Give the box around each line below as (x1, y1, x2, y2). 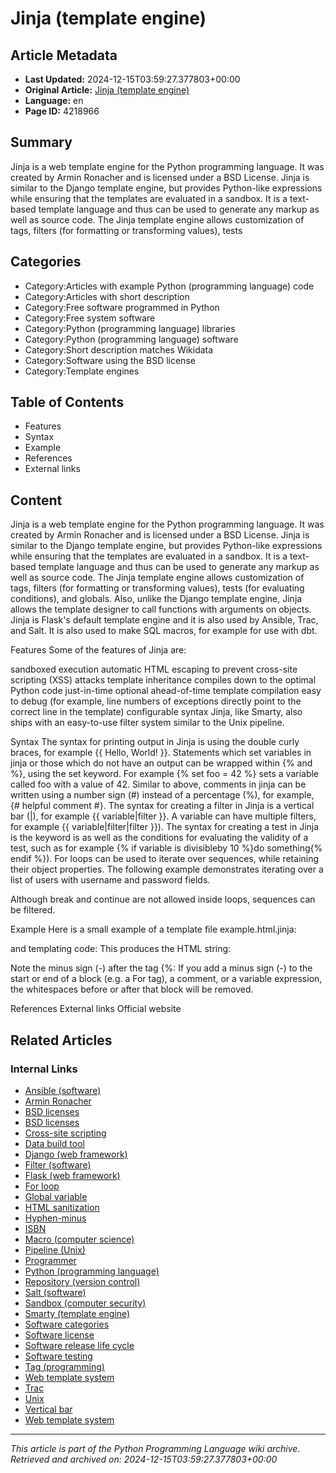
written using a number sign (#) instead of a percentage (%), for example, (10, 789, 315, 801)
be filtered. (10, 904, 56, 916)
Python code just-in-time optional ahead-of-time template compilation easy (10, 685, 322, 697)
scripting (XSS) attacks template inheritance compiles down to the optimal (10, 674, 317, 686)
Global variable (24, 1190, 88, 1202)
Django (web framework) (24, 1148, 128, 1160)
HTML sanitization (24, 1201, 100, 1213)
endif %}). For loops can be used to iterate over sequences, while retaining (10, 853, 320, 865)
